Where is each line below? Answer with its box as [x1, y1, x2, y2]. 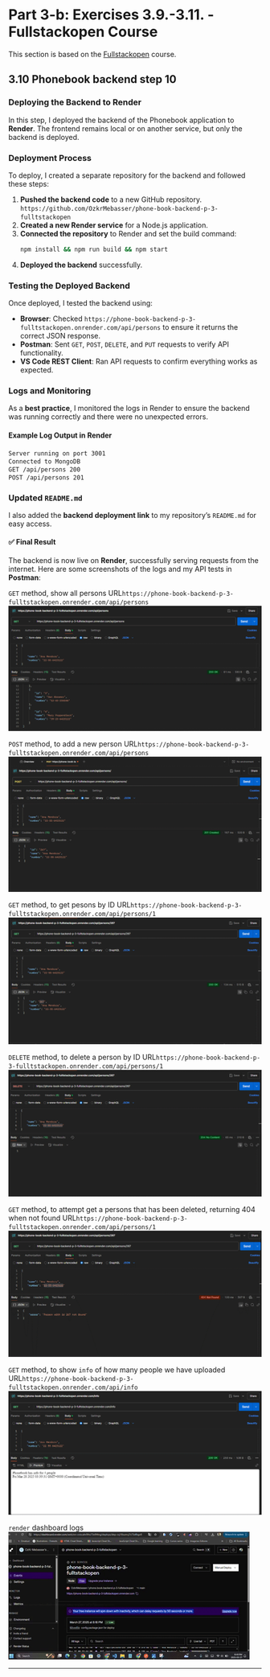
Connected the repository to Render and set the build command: [19, 228, 237, 238]
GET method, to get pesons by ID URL [8, 899, 131, 910]
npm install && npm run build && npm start [19, 245, 169, 253]
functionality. [19, 348, 63, 358]
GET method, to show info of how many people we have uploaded [8, 1365, 226, 1375]
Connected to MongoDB [8, 457, 81, 466]
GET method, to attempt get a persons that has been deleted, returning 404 [8, 1204, 256, 1214]
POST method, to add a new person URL [8, 739, 138, 749]
